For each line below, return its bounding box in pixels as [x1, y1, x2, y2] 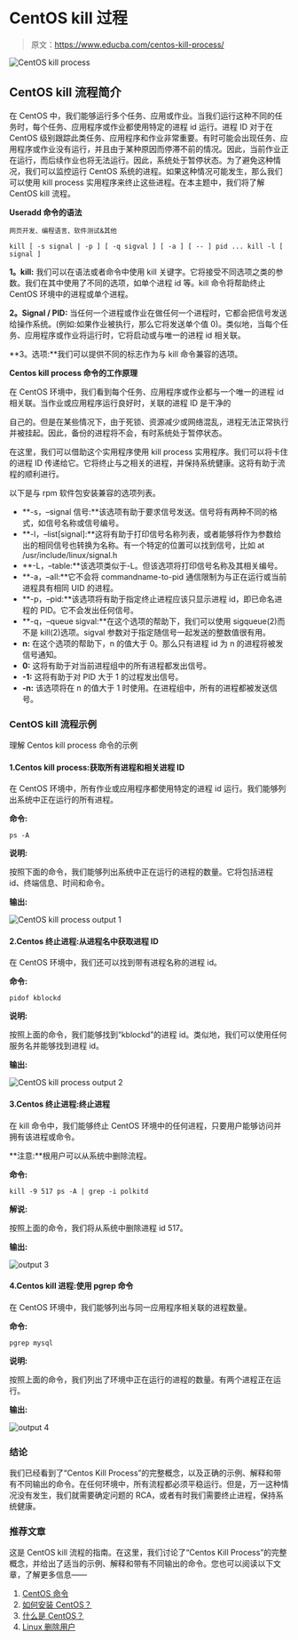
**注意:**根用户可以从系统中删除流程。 [9, 1150, 153, 1161]
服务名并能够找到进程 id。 [9, 1041, 104, 1052]
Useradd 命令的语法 [9, 206, 82, 218]
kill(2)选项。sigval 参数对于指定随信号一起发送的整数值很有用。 [39, 627, 271, 637]
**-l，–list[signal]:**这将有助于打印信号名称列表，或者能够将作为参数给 [21, 528, 282, 539]
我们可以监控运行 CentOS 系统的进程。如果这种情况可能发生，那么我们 [24, 165, 283, 176]
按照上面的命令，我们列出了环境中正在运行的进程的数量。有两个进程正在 [9, 1374, 273, 1385]
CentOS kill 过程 [9, 8, 129, 28]
